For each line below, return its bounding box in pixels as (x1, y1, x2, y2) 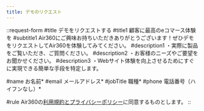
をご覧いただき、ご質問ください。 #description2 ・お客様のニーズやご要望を (6, 49, 199, 57)
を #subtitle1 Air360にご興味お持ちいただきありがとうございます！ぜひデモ (6, 34, 194, 41)
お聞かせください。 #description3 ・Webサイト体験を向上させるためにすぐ (6, 57, 195, 64)
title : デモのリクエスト (6, 9, 62, 15)
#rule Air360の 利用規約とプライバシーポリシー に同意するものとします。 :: (6, 98, 191, 106)
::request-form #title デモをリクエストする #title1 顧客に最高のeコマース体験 (6, 26, 196, 34)
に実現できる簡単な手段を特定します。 (6, 65, 102, 72)
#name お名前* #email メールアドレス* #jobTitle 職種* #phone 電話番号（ (6, 77, 191, 85)
